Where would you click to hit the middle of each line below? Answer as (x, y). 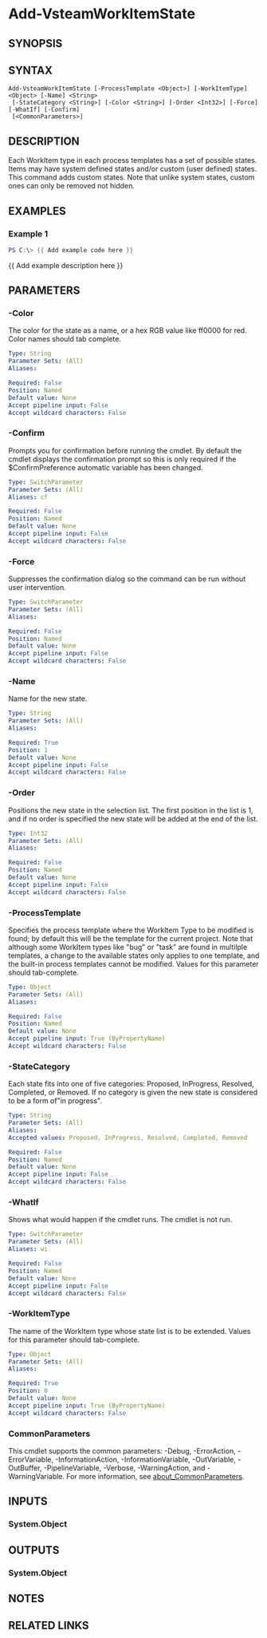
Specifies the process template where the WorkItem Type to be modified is (131, 930)
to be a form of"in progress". (55, 1101)
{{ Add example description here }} (66, 265)
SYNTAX (31, 70)
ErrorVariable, (31, 1459)
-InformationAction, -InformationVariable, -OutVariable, (146, 1459)
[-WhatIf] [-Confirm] (44, 110)
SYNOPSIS (35, 44)
